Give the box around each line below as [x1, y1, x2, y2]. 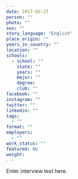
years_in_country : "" [6, 42, 60, 48]
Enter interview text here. [6, 168, 68, 175]
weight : [6, 151, 25, 157]
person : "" [6, 14, 33, 20]
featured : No [6, 146, 38, 152]
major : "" [17, 74, 41, 80]
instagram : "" [6, 96, 41, 102]
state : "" [17, 63, 41, 70]
